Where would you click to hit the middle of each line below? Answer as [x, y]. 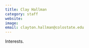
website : [14, 18]
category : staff [22, 14]
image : [12, 23]
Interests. [15, 41]
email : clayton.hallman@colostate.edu [44, 28]
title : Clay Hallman [26, 9]
